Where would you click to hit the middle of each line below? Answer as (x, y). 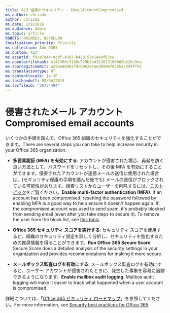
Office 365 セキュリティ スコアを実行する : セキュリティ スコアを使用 (84, 230)
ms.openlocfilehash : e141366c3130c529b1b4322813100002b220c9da (74, 62)
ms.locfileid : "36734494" (32, 85)
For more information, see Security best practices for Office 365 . (82, 304)
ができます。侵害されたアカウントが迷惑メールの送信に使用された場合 (86, 173)
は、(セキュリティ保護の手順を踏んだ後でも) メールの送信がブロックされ (88, 179)
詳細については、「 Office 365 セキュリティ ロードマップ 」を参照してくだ (81, 298)
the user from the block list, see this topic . (57, 219)
